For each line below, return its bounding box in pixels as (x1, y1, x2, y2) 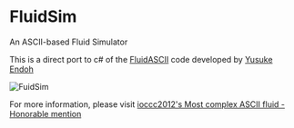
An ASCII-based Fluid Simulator (9, 36, 128, 47)
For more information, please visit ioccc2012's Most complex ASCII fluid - (9, 98, 285, 110)
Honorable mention (9, 108, 82, 119)
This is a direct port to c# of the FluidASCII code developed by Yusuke (9, 54, 273, 64)
